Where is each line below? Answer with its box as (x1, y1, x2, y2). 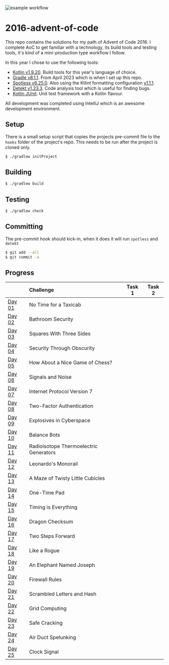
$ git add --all (5, 250, 39, 255)
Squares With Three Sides (29, 330, 91, 337)
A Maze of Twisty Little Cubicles (29, 475, 105, 482)
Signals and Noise (29, 374, 72, 381)
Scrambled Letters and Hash (29, 591, 97, 598)
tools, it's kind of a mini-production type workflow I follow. (5, 49, 126, 55)
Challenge (29, 287, 54, 294)
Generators (29, 449, 56, 456)
